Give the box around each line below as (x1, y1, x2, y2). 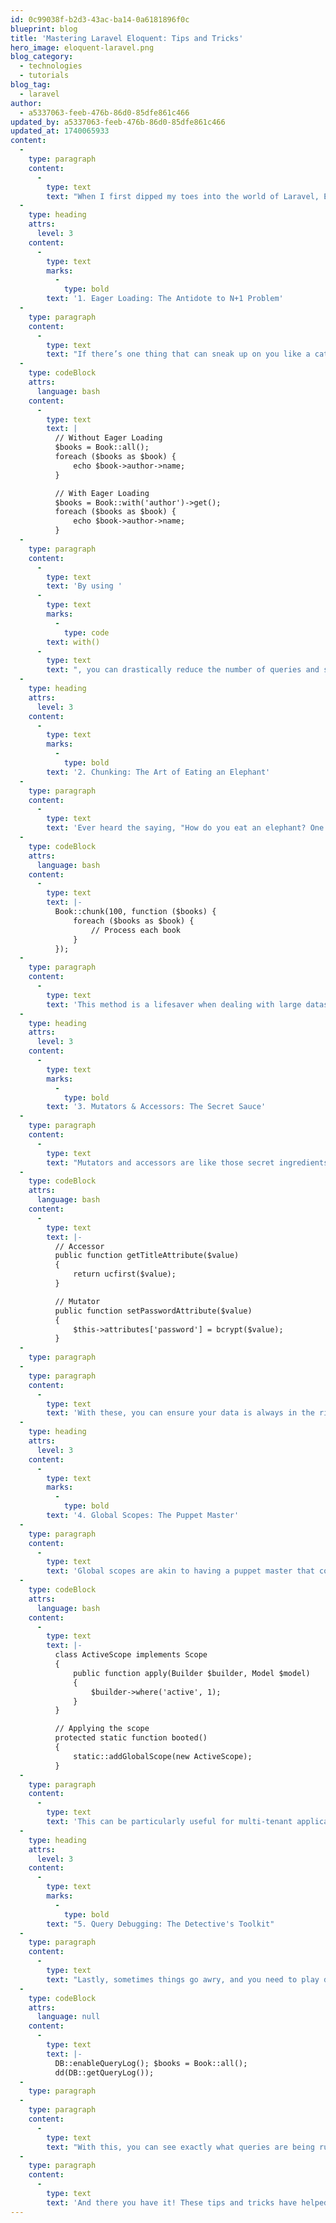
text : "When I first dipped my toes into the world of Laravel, (46, 191, 320, 201)
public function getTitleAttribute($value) (54, 1251, 240, 1261)
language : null (36, 2012, 101, 2022)
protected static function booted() (54, 1733, 208, 1743)
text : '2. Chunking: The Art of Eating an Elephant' (46, 767, 271, 777)
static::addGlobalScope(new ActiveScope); (73, 1751, 253, 1761)
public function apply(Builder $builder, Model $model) (73, 1668, 311, 1678)
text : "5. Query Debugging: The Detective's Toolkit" (46, 1919, 275, 1929)
